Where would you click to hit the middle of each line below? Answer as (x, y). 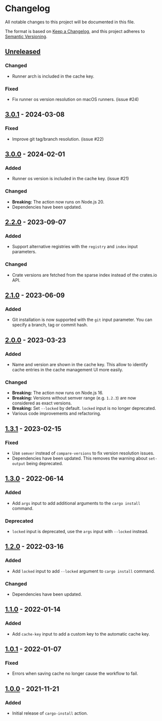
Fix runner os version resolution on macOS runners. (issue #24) (75, 99)
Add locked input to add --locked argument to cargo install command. (83, 571)
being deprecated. (45, 463)
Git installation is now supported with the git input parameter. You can (82, 320)
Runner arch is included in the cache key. (53, 76)
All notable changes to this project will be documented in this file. (70, 22)
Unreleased (23, 52)
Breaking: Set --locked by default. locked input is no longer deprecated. (84, 408)
